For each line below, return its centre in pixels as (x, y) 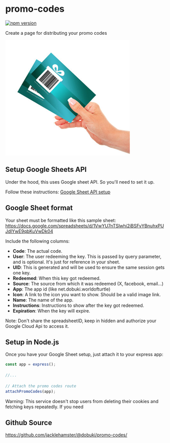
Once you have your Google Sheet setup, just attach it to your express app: (84, 355)
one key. (22, 273)
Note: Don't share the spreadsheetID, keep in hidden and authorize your (81, 321)
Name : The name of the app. (43, 300)
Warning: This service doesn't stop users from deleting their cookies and (82, 401)
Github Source (29, 423)
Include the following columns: (38, 241)
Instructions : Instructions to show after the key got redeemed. (78, 305)
